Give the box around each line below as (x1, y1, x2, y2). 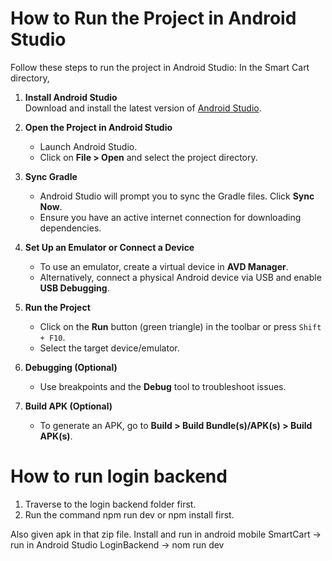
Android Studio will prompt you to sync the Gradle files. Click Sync (39, 190, 315, 202)
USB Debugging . (39, 282, 110, 294)
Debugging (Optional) (24, 361, 118, 373)
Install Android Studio (24, 91, 118, 103)
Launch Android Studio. (39, 140, 138, 152)
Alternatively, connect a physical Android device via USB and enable (39, 271, 322, 283)
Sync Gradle (24, 170, 78, 182)
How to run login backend (10, 465, 228, 488)
